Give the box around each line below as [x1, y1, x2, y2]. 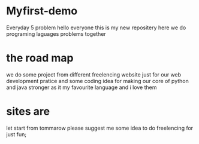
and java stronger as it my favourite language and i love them [6, 84, 157, 91]
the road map [6, 51, 74, 65]
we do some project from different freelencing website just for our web [6, 71, 182, 78]
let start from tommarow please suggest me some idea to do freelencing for [6, 124, 194, 131]
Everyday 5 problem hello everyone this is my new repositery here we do [6, 24, 186, 31]
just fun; [6, 130, 27, 138]
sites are [6, 105, 50, 118]
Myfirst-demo [6, 4, 78, 18]
